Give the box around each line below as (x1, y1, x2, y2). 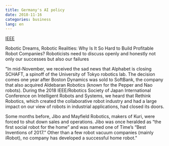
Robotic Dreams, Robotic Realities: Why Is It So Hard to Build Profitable (5, 45, 154, 51)
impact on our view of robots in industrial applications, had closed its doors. (5, 103, 164, 109)
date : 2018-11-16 (5, 12, 42, 17)
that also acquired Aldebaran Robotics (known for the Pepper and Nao (5, 82, 153, 88)
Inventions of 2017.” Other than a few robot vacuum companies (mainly (5, 130, 154, 136)
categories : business (5, 17, 51, 22)
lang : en (5, 21, 24, 27)
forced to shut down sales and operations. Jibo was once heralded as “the (5, 119, 161, 125)
